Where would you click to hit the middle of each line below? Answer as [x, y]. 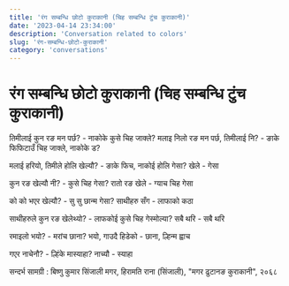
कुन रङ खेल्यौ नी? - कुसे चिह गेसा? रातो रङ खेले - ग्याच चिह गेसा [101, 184]
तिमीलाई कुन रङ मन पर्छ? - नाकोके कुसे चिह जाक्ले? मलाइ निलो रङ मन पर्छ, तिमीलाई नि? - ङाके [144, 139]
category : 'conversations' [59, 50]
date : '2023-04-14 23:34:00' [63, 26]
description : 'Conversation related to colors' [99, 34]
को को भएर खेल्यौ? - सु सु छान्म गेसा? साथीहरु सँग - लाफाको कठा [101, 201]
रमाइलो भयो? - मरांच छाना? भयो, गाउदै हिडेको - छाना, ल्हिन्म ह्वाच [100, 237]
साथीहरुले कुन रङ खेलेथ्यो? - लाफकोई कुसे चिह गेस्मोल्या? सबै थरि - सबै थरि [117, 219]
